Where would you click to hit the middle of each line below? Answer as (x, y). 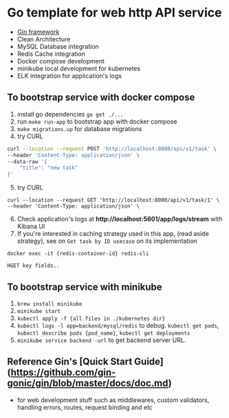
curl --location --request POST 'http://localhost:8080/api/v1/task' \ (112, 149)
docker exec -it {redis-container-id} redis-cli (78, 254)
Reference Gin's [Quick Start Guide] (85, 362)
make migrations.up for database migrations (79, 128)
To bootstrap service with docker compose (101, 98)
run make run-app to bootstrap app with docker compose (97, 121)
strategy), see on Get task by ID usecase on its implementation (107, 241)
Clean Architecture (44, 39)
